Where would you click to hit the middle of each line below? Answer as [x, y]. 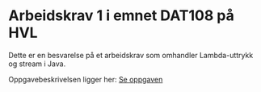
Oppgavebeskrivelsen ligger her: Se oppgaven [86, 79]
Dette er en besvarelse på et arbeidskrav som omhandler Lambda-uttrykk [131, 55]
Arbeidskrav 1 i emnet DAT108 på [121, 16]
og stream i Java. [37, 64]
